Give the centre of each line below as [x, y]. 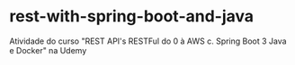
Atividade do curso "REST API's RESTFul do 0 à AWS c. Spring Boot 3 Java [148, 41]
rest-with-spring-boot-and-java [132, 16]
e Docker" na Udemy [48, 50]
